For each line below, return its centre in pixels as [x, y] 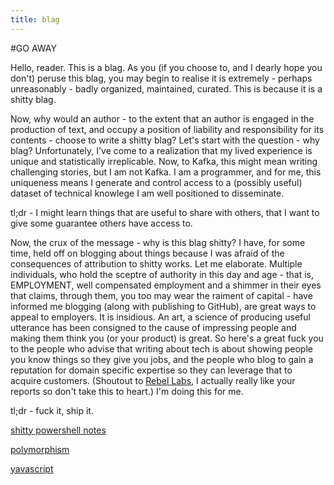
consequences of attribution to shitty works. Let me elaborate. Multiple [156, 263]
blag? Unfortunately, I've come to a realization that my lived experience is [161, 150]
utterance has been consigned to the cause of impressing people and [153, 327]
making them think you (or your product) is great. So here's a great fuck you [167, 338]
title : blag [35, 19]
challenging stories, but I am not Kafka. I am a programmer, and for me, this [166, 172]
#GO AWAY [33, 48]
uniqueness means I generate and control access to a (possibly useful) [156, 182]
